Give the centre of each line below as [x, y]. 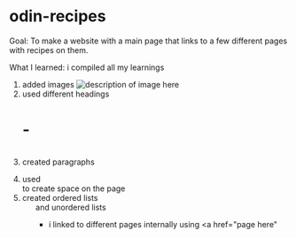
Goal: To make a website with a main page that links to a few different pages [148, 41]
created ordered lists [60, 197]
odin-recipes [58, 16]
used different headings [66, 94]
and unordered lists [70, 207]
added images [48, 84]
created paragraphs [58, 162]
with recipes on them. [49, 50]
